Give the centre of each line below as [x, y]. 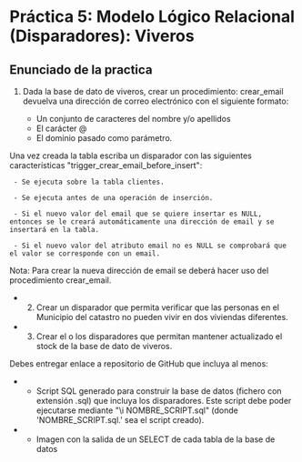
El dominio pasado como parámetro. [104, 138]
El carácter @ [61, 128]
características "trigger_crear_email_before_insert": [106, 165]
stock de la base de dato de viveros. [104, 346]
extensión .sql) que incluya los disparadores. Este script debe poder [164, 401]
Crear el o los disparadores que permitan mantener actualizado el [159, 336]
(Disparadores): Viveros [102, 36]
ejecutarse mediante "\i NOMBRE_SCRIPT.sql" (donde [137, 410]
